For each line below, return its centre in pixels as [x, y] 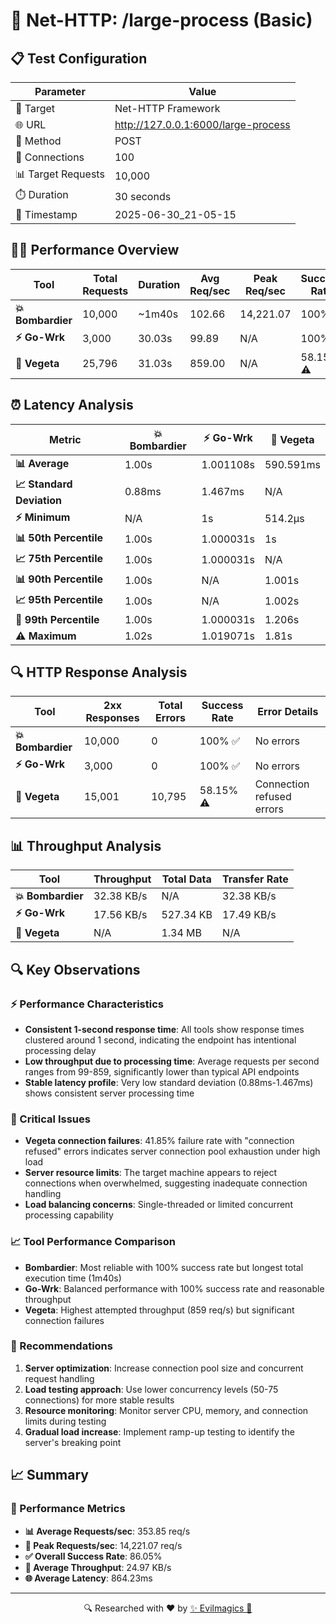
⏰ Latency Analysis [72, 405]
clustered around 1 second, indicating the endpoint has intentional [160, 1040]
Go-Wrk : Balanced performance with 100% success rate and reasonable [174, 1288]
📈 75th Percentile [59, 558]
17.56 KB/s [120, 914]
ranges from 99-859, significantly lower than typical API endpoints [162, 1071]
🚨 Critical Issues [50, 1119]
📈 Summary [49, 1475]
